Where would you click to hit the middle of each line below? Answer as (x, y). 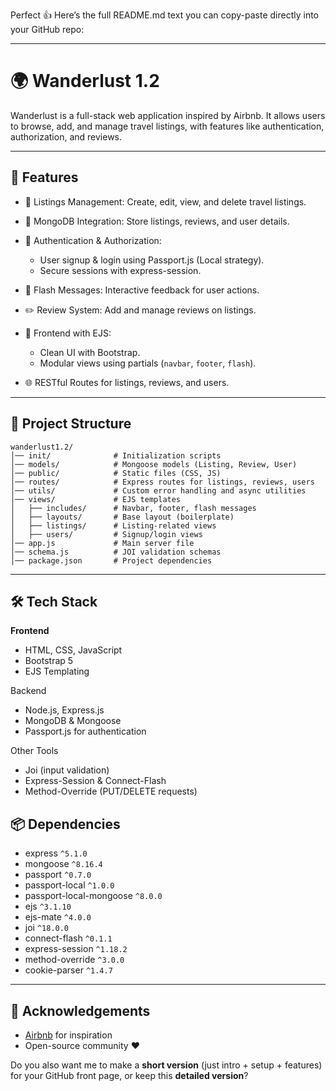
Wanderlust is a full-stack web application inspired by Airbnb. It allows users (168, 115)
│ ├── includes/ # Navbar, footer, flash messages (133, 508)
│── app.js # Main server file (102, 543)
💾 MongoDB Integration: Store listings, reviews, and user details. (157, 221)
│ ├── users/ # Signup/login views (106, 534)
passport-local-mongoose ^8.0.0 (93, 896)
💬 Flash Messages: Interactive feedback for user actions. (142, 290)
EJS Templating (57, 671)
